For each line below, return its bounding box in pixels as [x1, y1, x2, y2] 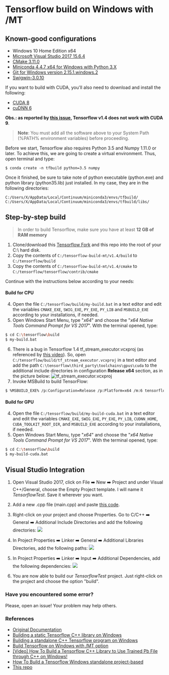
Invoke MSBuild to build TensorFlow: [12, 378, 89, 384]
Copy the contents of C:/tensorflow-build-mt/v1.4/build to [12, 252, 137, 258]
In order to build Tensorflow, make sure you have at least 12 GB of [17, 226, 154, 232]
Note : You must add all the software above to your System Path [17, 130, 149, 136]
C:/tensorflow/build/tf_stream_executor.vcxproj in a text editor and [12, 357, 157, 363]
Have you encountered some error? [5, 591, 94, 598]
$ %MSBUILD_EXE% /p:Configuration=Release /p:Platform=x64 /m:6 [5, 388, 143, 393]
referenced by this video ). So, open [12, 351, 86, 357]
